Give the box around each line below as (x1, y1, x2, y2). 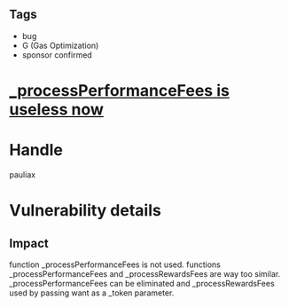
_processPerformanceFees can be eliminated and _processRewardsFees (9, 278, 275, 288)
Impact (9, 235, 49, 251)
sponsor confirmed (21, 49, 93, 60)
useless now (9, 99, 105, 119)
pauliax (9, 169, 36, 180)
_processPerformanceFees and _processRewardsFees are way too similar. (9, 268, 281, 279)
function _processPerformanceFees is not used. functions (9, 259, 222, 270)
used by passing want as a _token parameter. (9, 287, 175, 298)
